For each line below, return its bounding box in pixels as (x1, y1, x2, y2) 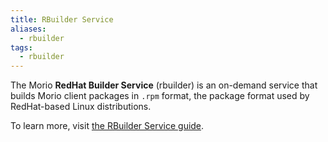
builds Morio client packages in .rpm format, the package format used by (10, 90, 310, 102)
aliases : (10, 24, 47, 34)
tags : (10, 42, 33, 53)
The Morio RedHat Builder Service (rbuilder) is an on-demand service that (10, 79, 318, 91)
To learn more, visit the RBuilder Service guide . (10, 120, 205, 132)
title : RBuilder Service (10, 14, 114, 25)
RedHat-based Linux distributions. (10, 101, 152, 113)
